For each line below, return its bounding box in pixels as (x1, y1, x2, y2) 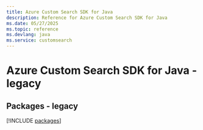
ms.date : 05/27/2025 (6, 20, 59, 26)
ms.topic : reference (6, 26, 59, 32)
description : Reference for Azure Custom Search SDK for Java (6, 15, 168, 21)
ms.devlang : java (6, 32, 51, 38)
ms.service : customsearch (6, 37, 72, 43)
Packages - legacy (6, 101, 78, 111)
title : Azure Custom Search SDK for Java (6, 9, 113, 15)
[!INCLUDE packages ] (6, 117, 62, 124)
